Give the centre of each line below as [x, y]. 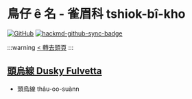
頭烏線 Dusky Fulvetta [55, 71]
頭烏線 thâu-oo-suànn [48, 89]
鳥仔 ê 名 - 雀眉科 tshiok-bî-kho [96, 14]
